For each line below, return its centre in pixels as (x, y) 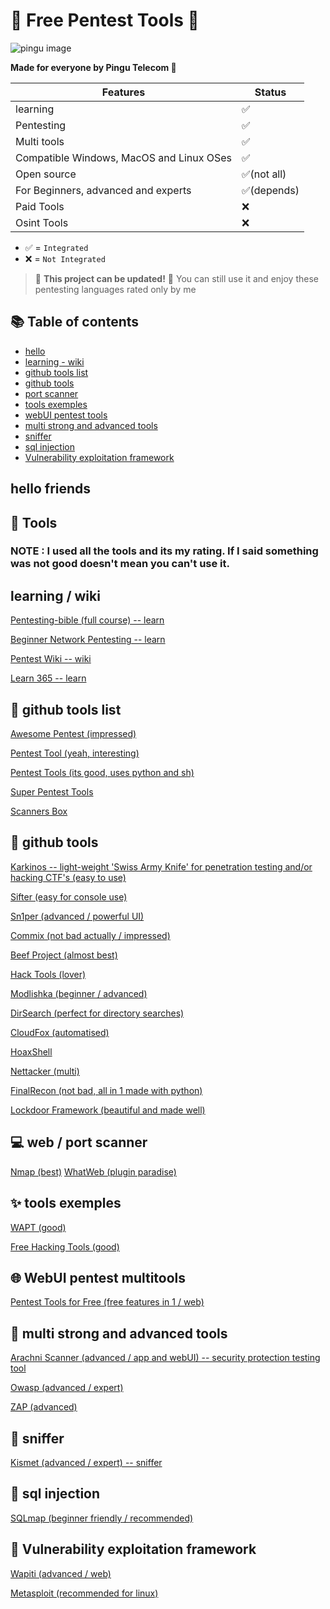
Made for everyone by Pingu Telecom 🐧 (93, 67)
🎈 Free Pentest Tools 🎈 (105, 20)
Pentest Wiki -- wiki (51, 659)
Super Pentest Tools (52, 792)
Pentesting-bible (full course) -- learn (87, 620)
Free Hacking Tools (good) (65, 1246)
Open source (46, 174)
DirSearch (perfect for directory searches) (97, 1013)
